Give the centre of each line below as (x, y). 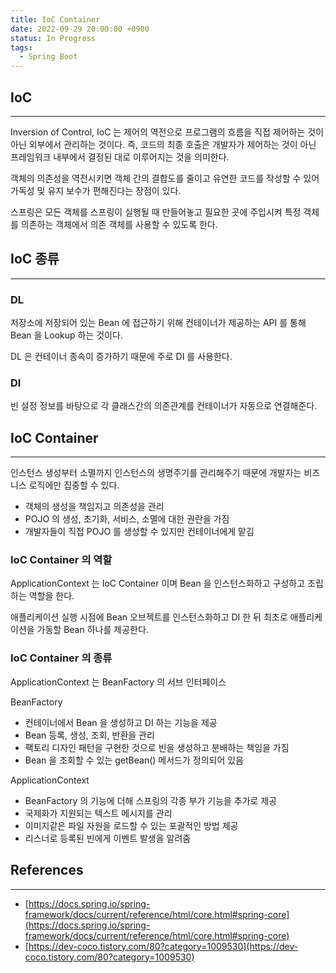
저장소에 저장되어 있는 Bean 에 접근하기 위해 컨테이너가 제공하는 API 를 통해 (158, 323)
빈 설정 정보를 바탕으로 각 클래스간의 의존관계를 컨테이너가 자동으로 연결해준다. (164, 406)
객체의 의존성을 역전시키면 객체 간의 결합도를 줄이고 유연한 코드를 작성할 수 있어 (165, 178)
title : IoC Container (55, 19)
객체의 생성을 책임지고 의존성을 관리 (94, 507)
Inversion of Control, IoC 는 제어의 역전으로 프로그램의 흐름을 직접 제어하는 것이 (167, 132)
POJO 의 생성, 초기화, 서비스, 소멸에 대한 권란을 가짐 (127, 519)
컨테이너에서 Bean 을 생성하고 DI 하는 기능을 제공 (121, 722)
